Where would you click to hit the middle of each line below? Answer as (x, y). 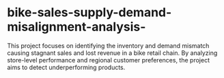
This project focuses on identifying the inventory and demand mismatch (108, 45)
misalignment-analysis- (76, 27)
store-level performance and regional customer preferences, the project (109, 60)
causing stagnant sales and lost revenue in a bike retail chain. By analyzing (112, 53)
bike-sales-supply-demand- (89, 13)
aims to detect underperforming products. (66, 67)
